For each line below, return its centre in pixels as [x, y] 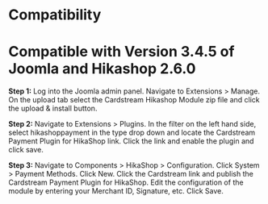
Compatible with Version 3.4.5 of [121, 52]
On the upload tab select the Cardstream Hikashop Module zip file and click [134, 100]
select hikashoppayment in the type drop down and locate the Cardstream [132, 133]
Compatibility [55, 15]
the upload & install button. [53, 108]
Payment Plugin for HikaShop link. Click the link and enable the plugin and [131, 141]
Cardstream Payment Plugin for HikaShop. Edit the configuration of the [126, 182]
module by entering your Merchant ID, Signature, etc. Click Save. [116, 191]
